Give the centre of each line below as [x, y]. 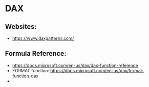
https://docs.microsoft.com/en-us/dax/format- [97, 70]
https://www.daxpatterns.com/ [43, 38]
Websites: [21, 27]
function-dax [25, 76]
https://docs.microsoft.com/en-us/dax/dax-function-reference [75, 65]
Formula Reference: [36, 54]
